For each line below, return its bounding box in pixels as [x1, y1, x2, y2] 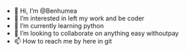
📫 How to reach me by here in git [13, 37, 113, 45]
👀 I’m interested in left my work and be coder [13, 14, 144, 22]
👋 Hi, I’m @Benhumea [13, 7, 77, 15]
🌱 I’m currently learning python [13, 22, 104, 30]
